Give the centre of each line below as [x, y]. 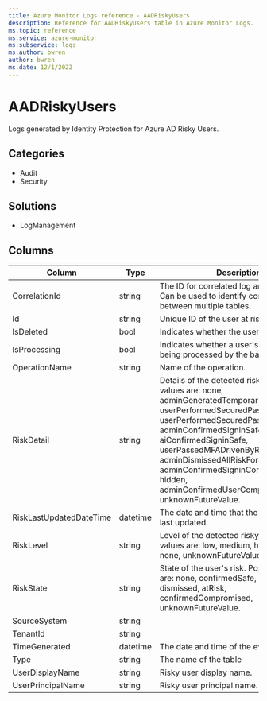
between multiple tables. [205, 306]
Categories [37, 154]
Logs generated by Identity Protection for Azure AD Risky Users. [114, 129]
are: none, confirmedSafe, [208, 579]
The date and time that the [209, 513]
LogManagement [48, 225]
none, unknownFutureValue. [211, 556]
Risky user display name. [206, 672]
